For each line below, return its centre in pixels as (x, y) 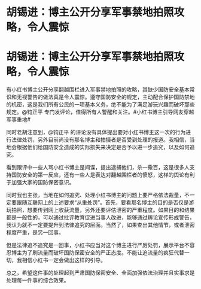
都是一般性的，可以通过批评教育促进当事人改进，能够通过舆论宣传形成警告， (100, 217)
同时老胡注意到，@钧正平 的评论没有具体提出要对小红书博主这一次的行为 (96, 132)
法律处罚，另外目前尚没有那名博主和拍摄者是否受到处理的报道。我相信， (100, 140)
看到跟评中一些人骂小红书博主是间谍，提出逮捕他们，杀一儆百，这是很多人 (98, 168)
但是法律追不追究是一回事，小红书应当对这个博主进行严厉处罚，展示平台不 (98, 245)
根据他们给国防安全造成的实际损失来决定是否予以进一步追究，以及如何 (103, 147)
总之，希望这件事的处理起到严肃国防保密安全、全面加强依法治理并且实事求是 (100, 273)
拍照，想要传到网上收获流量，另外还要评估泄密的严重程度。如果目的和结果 (103, 210)
